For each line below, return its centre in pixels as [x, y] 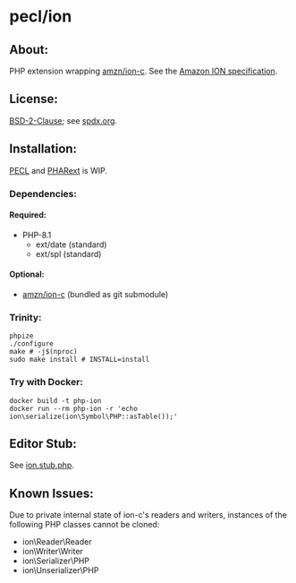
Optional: [27, 274]
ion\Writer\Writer [52, 552]
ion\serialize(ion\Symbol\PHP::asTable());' [93, 416]
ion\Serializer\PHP [56, 561]
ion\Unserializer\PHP [60, 570]
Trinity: [25, 317]
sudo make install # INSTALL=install [80, 360]
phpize [21, 336]
